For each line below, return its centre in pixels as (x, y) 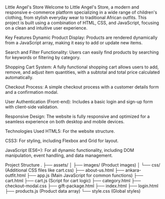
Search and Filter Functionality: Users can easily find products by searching (82, 52)
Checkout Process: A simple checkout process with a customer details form (82, 87)
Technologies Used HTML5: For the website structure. (60, 131)
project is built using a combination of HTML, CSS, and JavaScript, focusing (82, 23)
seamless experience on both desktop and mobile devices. (65, 122)
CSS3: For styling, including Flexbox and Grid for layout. (62, 141)
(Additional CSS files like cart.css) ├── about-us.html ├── (65, 170)
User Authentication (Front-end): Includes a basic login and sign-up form (79, 102)
